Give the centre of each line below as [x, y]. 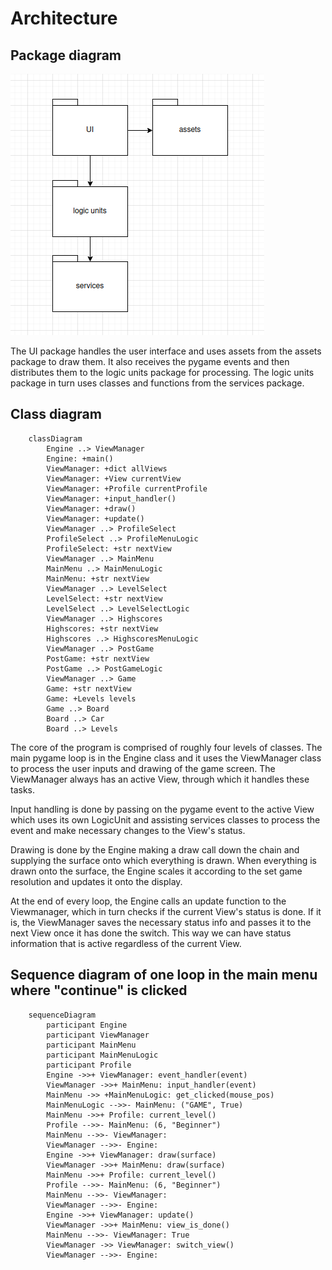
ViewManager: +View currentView [114, 478]
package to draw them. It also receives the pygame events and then [150, 361]
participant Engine [87, 1025]
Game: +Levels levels [91, 698]
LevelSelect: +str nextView [104, 598]
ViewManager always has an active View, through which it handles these [160, 779]
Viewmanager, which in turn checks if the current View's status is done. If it [166, 911]
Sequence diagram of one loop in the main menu [164, 975]
